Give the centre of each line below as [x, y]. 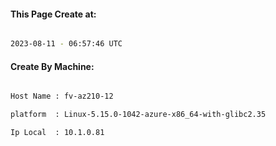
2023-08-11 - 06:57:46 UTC [66, 44]
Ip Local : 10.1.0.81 [57, 133]
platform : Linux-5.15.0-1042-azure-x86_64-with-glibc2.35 [138, 115]
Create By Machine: [52, 66]
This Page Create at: [53, 14]
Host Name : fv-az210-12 [62, 96]
